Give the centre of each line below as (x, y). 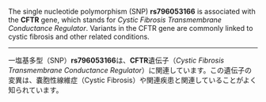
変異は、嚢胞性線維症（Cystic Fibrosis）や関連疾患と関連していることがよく (133, 80)
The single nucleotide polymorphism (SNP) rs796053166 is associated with (132, 11)
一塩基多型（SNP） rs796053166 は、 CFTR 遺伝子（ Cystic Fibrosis (116, 60)
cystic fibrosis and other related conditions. (79, 36)
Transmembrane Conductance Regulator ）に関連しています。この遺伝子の (130, 70)
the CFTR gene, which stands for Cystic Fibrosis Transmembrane (115, 20)
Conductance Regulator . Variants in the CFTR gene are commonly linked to (131, 28)
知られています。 (36, 90)
